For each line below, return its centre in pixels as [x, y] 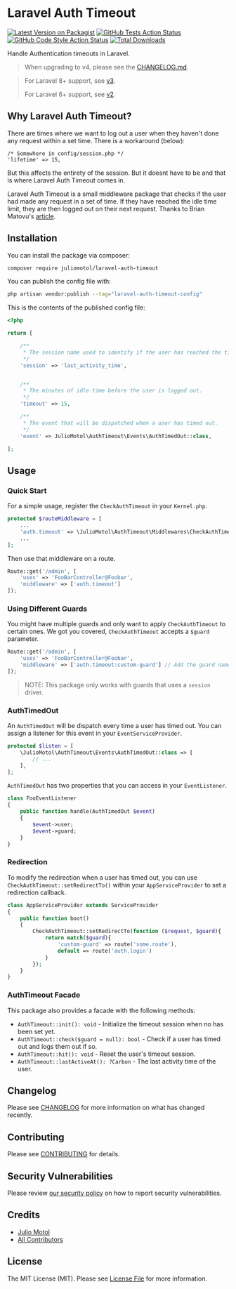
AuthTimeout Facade [44, 995]
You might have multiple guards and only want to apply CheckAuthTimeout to [117, 624]
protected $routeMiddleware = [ [54, 519]
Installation [32, 238]
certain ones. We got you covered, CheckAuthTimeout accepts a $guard [109, 632]
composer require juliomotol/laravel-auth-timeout [83, 268]
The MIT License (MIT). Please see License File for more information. [107, 1278]
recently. [20, 1115]
